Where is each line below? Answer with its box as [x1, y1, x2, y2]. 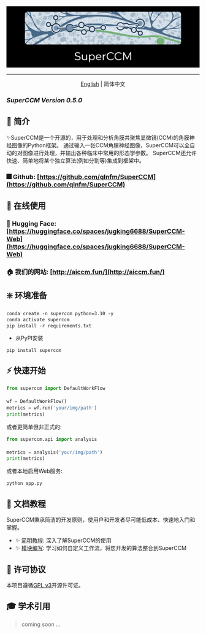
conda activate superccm [6, 316, 70, 323]
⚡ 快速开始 [6, 365, 46, 376]
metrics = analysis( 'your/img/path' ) [6, 449, 103, 456]
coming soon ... [21, 621, 61, 628]
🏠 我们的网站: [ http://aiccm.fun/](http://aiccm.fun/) [6, 267, 165, 276]
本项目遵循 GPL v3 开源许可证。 [6, 581, 84, 589]
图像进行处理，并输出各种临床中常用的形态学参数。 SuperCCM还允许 [22, 149, 197, 156]
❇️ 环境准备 [6, 291, 47, 301]
